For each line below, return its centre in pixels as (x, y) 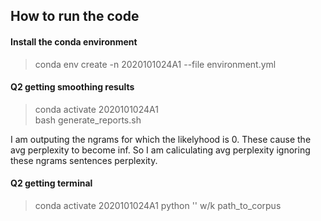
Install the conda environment (74, 41)
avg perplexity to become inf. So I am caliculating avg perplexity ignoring (160, 150)
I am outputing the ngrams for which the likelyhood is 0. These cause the (161, 139)
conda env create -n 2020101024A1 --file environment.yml (155, 64)
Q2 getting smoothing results (72, 87)
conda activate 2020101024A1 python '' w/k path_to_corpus (158, 205)
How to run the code (75, 16)
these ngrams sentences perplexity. (84, 160)
